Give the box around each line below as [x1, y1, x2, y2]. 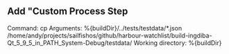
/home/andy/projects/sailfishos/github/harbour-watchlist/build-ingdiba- [7, 31, 213, 39]
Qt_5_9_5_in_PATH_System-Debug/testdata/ [7, 38, 133, 47]
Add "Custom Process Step [7, 6, 128, 17]
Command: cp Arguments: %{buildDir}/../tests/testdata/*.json [7, 24, 183, 32]
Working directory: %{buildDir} [133, 38, 222, 47]
